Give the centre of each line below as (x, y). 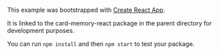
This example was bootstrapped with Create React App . (86, 10)
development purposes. (41, 31)
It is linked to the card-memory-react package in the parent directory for (109, 23)
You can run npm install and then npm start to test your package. (101, 44)
